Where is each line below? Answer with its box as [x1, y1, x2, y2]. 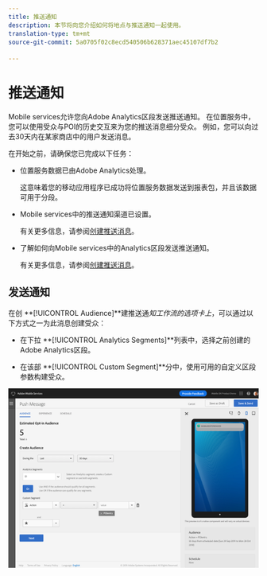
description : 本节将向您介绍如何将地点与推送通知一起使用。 [8, 21, 185, 29]
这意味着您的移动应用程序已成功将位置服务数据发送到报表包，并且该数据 [19, 183, 257, 193]
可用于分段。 [19, 193, 62, 202]
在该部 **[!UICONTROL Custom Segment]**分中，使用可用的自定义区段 [19, 362, 257, 372]
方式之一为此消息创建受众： [14, 318, 106, 328]
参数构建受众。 [19, 372, 69, 381]
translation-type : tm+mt [8, 29, 91, 37]
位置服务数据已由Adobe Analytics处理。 [19, 165, 151, 175]
